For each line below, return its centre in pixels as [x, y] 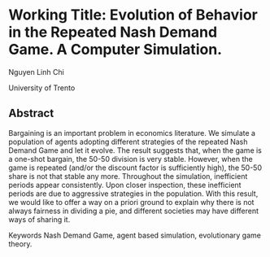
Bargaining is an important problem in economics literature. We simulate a [132, 133]
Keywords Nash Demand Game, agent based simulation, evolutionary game [135, 235]
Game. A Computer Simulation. [115, 50]
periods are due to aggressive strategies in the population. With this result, [133, 194]
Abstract [31, 113]
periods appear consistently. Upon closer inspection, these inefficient [125, 185]
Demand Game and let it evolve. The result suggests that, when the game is [135, 150]
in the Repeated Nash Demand [113, 32]
